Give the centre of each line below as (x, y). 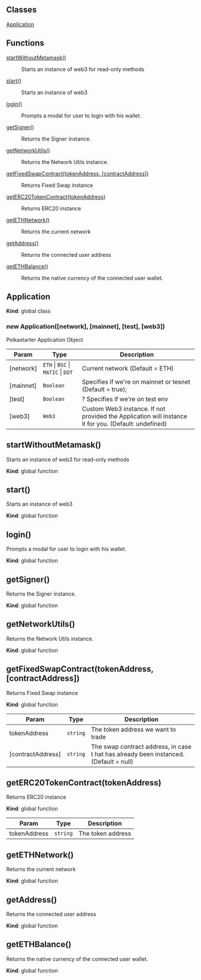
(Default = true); (104, 389)
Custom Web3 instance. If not (124, 408)
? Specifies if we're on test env (125, 399)
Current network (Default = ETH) (128, 368)
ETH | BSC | (57, 365)
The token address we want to (134, 729)
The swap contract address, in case (141, 747)
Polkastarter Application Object (45, 339)
